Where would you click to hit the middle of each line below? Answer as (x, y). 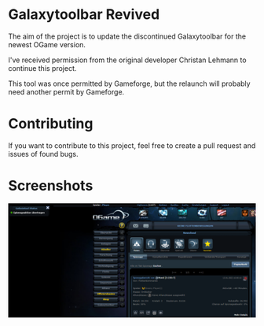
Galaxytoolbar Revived (84, 15)
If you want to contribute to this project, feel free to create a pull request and (132, 145)
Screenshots (51, 186)
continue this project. (42, 68)
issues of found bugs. (43, 154)
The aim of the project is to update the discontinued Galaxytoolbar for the (127, 36)
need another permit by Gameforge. (66, 91)
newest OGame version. (47, 44)
